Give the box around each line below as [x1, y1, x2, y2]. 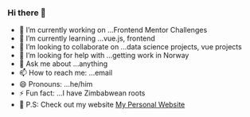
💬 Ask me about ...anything [18, 59, 108, 68]
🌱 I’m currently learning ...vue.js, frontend [18, 33, 156, 43]
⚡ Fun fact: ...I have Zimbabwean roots [18, 88, 146, 98]
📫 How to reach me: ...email [18, 68, 113, 78]
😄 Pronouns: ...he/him [18, 80, 93, 89]
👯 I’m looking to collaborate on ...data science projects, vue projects [18, 42, 242, 52]
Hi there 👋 [7, 7, 47, 18]
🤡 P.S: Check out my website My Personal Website [18, 99, 186, 110]
